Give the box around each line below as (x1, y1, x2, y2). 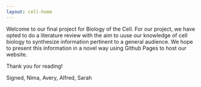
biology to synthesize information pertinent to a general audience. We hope (6, 38, 194, 45)
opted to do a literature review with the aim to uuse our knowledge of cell (6, 31, 188, 39)
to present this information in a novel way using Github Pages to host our (6, 44, 187, 52)
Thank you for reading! (6, 62, 63, 70)
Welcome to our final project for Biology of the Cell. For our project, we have (6, 25, 196, 32)
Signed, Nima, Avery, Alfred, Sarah (6, 74, 92, 81)
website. (6, 50, 28, 58)
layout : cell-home (6, 8, 52, 15)
